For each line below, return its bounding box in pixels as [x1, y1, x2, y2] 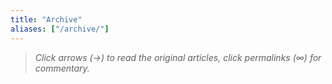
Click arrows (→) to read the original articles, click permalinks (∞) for [34, 51, 322, 63]
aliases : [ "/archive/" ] [10, 24, 110, 34]
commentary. [34, 62, 90, 74]
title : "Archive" [10, 14, 83, 25]
